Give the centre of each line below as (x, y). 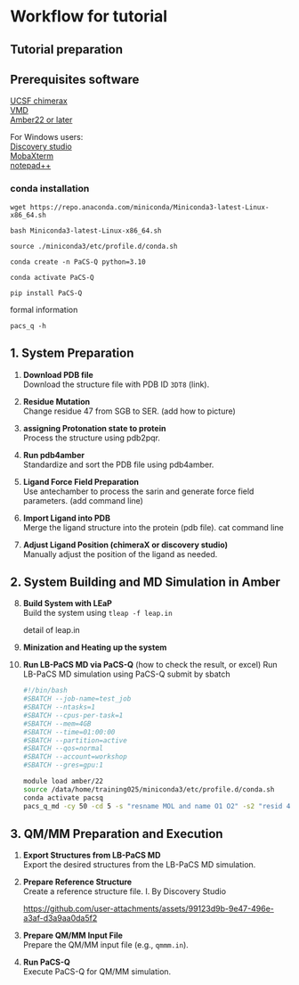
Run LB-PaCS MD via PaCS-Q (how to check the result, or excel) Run (150, 665)
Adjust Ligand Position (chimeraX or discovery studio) (125, 545)
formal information (44, 309)
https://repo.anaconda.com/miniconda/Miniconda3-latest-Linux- (149, 207)
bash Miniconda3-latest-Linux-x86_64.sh (86, 230)
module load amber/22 (63, 782)
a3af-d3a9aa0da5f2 (60, 918)
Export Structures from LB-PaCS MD (92, 855)
